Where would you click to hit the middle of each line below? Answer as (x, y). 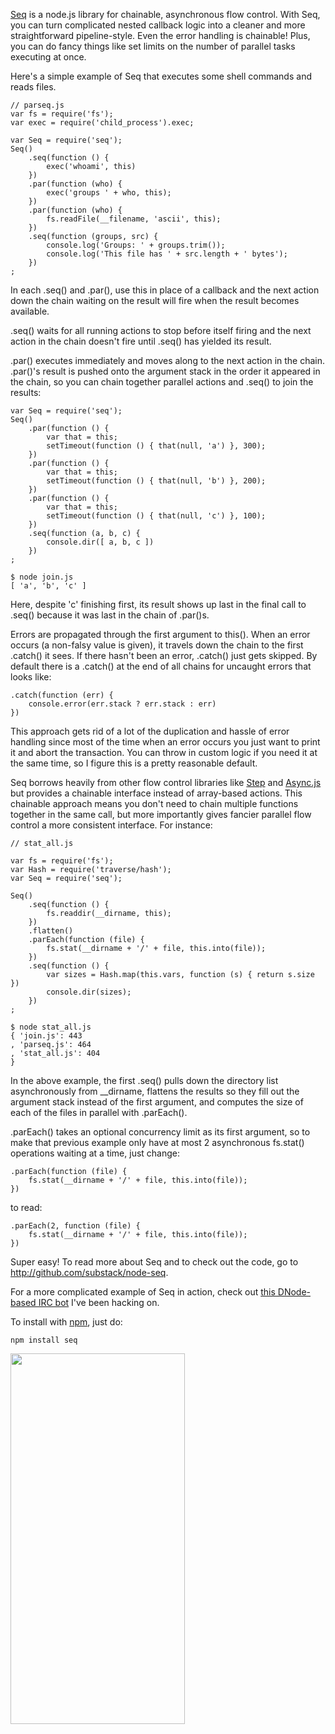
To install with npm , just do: (66, 1322)
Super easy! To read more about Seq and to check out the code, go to (154, 1262)
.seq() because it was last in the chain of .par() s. (110, 615)
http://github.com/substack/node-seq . (89, 1272)
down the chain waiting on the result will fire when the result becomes (155, 300)
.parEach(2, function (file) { (75, 1226)
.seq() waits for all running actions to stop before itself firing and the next (161, 330)
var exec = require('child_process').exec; (102, 123)
